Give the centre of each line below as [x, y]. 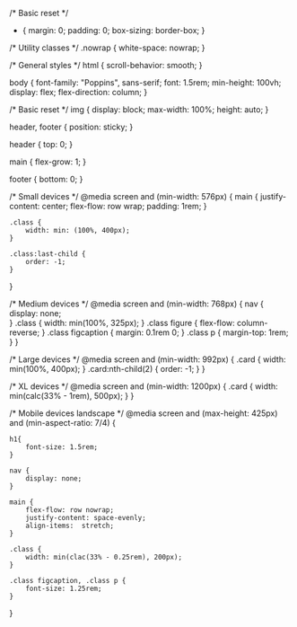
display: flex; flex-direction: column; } [79, 92]
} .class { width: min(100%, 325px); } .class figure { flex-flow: [122, 323]
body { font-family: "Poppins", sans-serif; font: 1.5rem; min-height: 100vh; [145, 83]
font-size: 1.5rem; [62, 447]
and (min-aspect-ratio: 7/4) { [63, 423]
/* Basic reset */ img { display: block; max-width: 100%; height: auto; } [139, 110]
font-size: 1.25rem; [64, 588]
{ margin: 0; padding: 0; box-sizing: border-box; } [114, 30]
